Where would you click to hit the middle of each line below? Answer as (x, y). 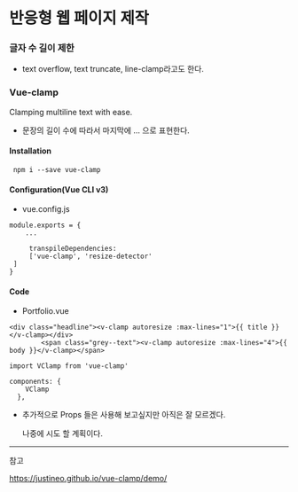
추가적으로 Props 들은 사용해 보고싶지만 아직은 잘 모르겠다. (124, 415)
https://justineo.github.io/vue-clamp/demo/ (88, 479)
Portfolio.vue (45, 311)
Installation (30, 151)
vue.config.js (46, 209)
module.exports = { (45, 226)
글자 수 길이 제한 (42, 48)
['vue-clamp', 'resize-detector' (90, 257)
